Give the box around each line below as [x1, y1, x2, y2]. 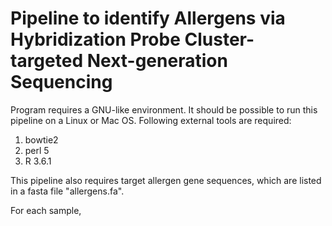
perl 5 [24, 144, 50, 156]
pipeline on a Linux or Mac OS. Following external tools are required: [10, 114, 292, 126]
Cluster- [184, 28, 255, 51]
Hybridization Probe [10, 28, 181, 51]
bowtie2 [24, 133, 59, 146]
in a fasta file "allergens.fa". [10, 185, 125, 197]
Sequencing [10, 71, 113, 94]
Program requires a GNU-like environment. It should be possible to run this [10, 103, 318, 116]
